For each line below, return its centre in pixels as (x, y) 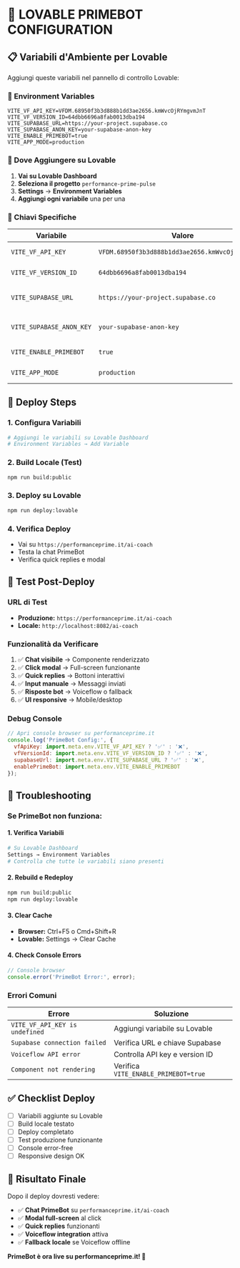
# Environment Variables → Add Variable (69, 444)
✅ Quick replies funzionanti (59, 1226)
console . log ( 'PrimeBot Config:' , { (60, 740)
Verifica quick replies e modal (61, 559)
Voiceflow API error (46, 1054)
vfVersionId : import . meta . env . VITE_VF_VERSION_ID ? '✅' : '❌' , (111, 753)
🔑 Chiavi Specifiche (42, 217)
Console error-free (45, 1148)
